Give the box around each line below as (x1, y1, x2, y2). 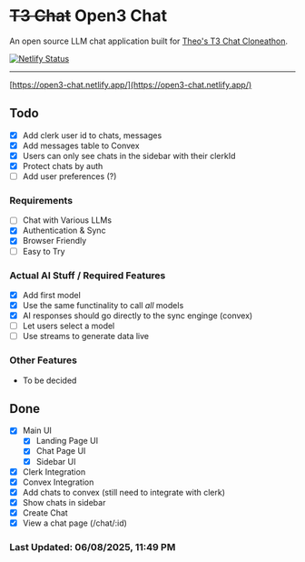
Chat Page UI (35, 446, 86, 457)
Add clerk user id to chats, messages (22, 129, 162, 141)
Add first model (22, 289, 82, 300)
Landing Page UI (35, 436, 99, 447)
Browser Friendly (22, 236, 87, 246)
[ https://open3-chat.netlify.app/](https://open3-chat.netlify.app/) (9, 79, 252, 90)
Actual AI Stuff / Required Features (9, 269, 166, 282)
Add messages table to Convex (22, 140, 140, 151)
